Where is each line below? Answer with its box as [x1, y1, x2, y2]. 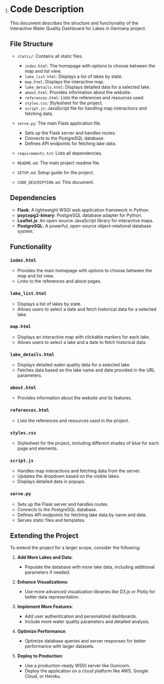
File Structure [9, 40, 53, 48]
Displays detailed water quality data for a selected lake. [17, 362, 131, 368]
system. [17, 228, 34, 234]
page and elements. [17, 445, 58, 451]
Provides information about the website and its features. [17, 395, 133, 401]
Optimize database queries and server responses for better [24, 638, 147, 644]
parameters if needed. [24, 569, 71, 575]
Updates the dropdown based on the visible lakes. [17, 473, 120, 479]
